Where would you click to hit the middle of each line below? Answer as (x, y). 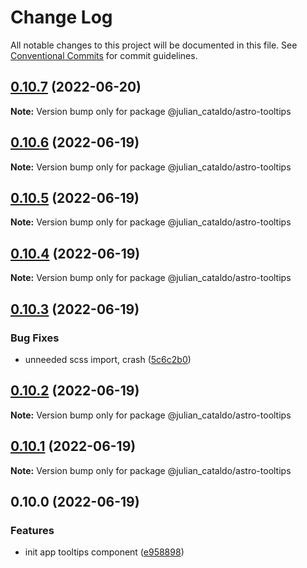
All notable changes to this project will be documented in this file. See (154, 45)
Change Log (61, 17)
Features (32, 530)
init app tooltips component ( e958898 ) (104, 552)
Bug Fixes (35, 338)
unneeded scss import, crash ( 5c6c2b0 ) (108, 359)
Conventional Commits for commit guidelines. (104, 55)
